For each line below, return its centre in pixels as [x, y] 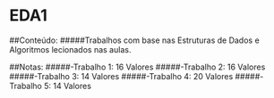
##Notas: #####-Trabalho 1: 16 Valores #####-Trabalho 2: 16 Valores [137, 67]
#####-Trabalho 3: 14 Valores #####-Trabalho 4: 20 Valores [121, 76]
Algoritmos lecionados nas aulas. [70, 49]
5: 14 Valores [68, 86]
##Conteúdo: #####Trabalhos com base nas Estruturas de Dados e [134, 40]
